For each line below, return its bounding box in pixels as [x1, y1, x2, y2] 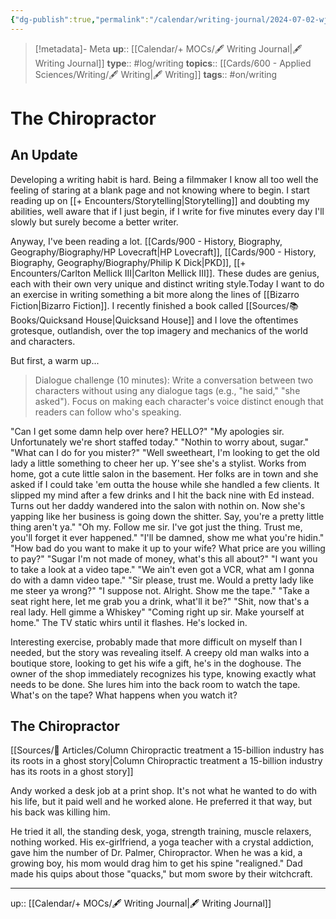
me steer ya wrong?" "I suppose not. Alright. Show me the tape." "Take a [10, 584, 310, 596]
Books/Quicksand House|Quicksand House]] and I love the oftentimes [10, 314, 299, 326]
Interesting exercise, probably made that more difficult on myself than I [10, 636, 303, 648]
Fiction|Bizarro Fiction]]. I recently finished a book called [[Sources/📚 [10, 299, 299, 311]
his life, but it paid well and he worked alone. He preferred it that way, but [10, 796, 313, 808]
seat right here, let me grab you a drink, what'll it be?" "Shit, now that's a [10, 595, 310, 607]
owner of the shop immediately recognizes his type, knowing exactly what [10, 667, 317, 680]
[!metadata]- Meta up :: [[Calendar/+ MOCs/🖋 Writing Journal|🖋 [34, 42, 303, 55]
